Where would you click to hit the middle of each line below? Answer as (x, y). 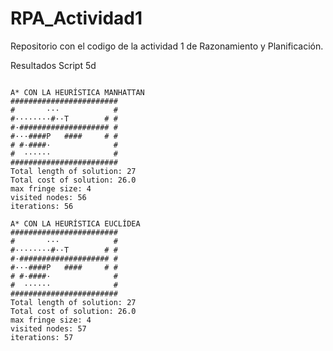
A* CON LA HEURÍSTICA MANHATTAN (77, 92)
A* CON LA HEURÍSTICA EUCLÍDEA (75, 223)
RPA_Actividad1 (76, 18)
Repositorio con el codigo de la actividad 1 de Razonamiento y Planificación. (167, 46)
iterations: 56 (42, 206)
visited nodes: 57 (48, 328)
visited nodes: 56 (48, 197)
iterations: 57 (42, 337)
